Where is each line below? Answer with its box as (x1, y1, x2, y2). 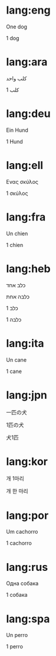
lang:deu (6, 107, 51, 121)
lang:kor (6, 454, 48, 468)
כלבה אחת (6, 293, 30, 300)
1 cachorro (6, 540, 32, 547)
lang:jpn (6, 388, 47, 402)
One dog (6, 23, 28, 30)
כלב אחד (6, 281, 26, 288)
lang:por (6, 509, 49, 522)
